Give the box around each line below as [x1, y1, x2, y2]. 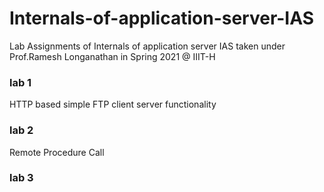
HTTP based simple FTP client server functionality [9, 98, 217, 111]
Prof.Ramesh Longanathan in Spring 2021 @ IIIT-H [9, 50, 216, 62]
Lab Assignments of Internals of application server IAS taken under [9, 40, 286, 52]
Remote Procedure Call [9, 146, 105, 158]
